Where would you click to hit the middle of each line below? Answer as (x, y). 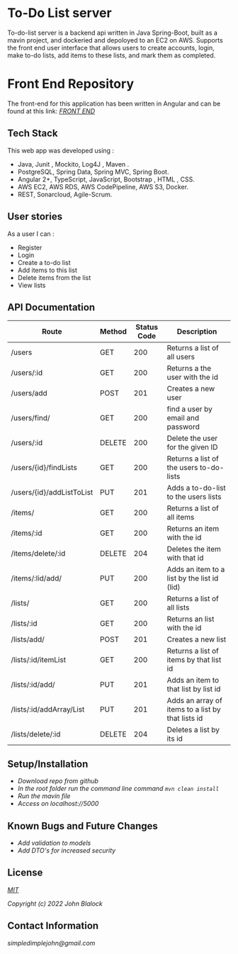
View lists (32, 285)
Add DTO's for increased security (67, 850)
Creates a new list (197, 639)
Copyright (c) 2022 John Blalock (55, 903)
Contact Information (53, 926)
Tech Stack (33, 134)
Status (147, 327)
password (183, 427)
